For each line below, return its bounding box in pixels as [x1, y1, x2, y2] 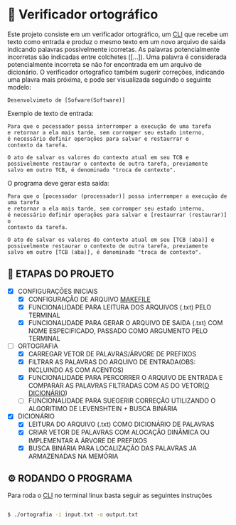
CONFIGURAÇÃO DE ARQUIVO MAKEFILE [28, 295, 151, 303]
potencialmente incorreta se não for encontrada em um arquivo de [7, 60, 203, 68]
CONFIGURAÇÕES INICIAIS [17, 287, 98, 295]
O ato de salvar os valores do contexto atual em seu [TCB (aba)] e [7, 236, 215, 243]
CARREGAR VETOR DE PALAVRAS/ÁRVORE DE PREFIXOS [28, 350, 197, 359]
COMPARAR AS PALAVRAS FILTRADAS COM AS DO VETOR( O [28, 381, 210, 390]
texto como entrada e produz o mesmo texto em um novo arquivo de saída [7, 37, 226, 46]
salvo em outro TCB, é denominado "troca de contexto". [7, 166, 176, 174]
